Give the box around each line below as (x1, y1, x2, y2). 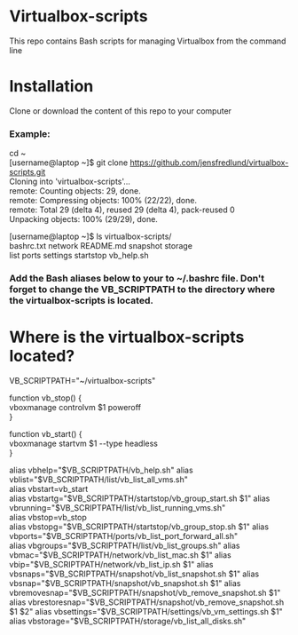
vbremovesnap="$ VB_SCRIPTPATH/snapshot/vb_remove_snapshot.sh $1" (9, 588, 281, 599)
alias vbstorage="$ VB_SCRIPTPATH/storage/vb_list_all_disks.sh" (9, 615, 247, 627)
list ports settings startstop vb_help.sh (9, 250, 149, 261)
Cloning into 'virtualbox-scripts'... (9, 176, 131, 187)
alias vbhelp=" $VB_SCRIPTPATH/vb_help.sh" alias (9, 464, 193, 476)
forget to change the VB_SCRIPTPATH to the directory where (9, 283, 276, 296)
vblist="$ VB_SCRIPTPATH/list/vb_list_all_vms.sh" (9, 474, 189, 485)
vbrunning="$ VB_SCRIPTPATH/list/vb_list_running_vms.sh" (9, 503, 226, 513)
